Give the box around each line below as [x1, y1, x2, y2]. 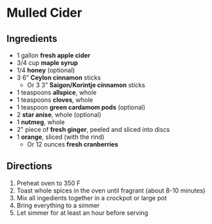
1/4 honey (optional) [16, 66, 75, 74]
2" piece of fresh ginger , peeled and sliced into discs [16, 126, 170, 133]
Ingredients [6, 33, 58, 45]
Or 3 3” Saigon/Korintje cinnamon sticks [26, 81, 145, 89]
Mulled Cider [6, 5, 83, 21]
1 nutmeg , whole [16, 118, 65, 126]
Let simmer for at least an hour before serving [16, 208, 149, 217]
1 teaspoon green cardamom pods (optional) [16, 103, 146, 111]
